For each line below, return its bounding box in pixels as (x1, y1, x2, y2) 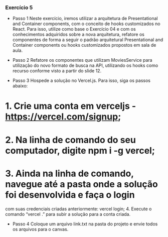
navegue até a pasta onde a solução (5, 178, 158, 190)
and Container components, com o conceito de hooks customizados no (12, 21, 160, 27)
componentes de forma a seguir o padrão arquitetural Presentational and (12, 37, 163, 43)
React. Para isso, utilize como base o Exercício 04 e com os (12, 26, 136, 32)
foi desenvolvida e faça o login (5, 189, 135, 200)
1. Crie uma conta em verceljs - (5, 100, 136, 112)
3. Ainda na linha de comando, (5, 168, 134, 179)
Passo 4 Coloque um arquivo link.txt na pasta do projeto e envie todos (12, 220, 158, 227)
